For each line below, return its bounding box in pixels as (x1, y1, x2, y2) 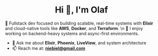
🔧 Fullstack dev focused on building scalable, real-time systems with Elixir (5, 20, 154, 26)
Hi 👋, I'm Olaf (55, 4, 108, 15)
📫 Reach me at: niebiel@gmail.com (12, 45, 86, 51)
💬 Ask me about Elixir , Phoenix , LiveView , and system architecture (12, 40, 146, 45)
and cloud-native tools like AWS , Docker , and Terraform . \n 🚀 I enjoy (5, 25, 143, 31)
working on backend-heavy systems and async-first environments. (5, 30, 139, 36)
